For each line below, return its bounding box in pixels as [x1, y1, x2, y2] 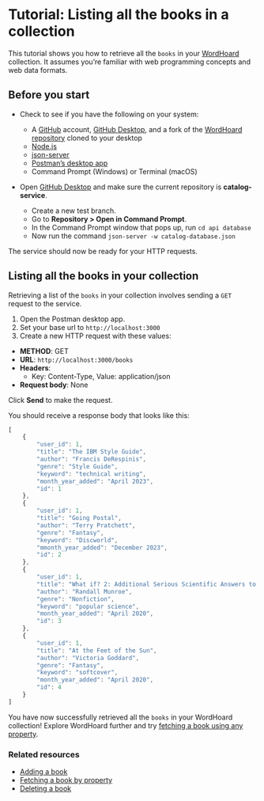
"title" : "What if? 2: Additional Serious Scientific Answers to [36, 580, 257, 588]
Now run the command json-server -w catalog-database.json [31, 231, 236, 241]
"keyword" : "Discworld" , [36, 536, 119, 544]
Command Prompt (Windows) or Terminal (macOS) [31, 166, 198, 176]
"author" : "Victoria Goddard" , [36, 654, 140, 662]
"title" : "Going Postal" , [36, 514, 123, 522]
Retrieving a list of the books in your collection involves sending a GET [8, 290, 232, 300]
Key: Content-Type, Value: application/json [31, 371, 171, 381]
